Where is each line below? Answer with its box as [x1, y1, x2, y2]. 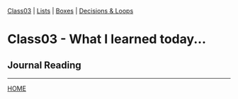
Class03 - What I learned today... [7, 32, 207, 47]
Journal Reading [7, 59, 81, 71]
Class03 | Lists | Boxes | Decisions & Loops [7, 7, 134, 15]
